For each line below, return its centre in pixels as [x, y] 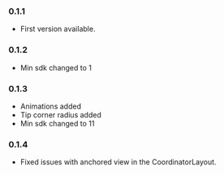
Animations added [50, 106]
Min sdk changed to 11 [57, 123]
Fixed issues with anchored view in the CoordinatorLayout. [118, 162]
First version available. [58, 29]
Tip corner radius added [60, 114]
